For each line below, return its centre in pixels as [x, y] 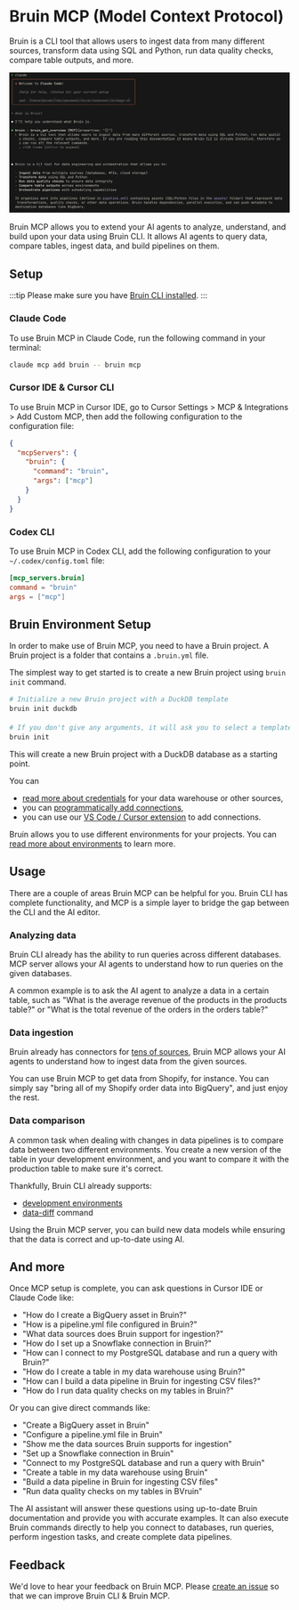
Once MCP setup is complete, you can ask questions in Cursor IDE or [136, 1289]
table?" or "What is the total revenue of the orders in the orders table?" [139, 1009]
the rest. [24, 1097]
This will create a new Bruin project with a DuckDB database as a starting [144, 754]
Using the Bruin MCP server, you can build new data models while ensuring [147, 1229]
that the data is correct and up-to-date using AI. [97, 1239]
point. [20, 764]
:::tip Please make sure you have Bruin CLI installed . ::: [109, 295]
